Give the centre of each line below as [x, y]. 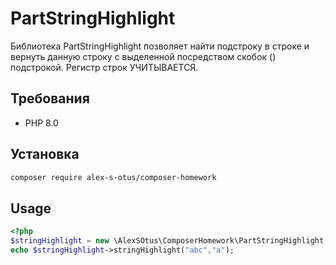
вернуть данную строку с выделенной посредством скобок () [143, 56]
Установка [45, 154]
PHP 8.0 [41, 123]
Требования [50, 98]
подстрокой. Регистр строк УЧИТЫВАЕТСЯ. [104, 67]
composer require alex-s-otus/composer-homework [113, 177]
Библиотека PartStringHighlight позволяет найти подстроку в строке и [160, 46]
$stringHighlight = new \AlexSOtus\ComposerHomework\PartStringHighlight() [171, 241]
